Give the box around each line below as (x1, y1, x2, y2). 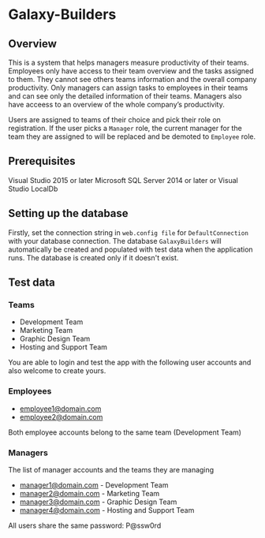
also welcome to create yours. (8, 366, 106, 375)
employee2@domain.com (19, 412, 103, 421)
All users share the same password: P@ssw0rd (8, 521, 162, 530)
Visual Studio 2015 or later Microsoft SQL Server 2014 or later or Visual (8, 175, 238, 185)
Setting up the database (8, 207, 129, 220)
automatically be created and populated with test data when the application (8, 245, 254, 254)
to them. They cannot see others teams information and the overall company (8, 75, 257, 84)
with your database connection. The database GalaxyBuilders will (8, 236, 222, 245)
